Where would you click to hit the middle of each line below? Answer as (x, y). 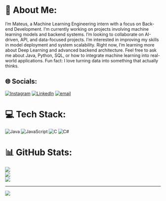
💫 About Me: (31, 10)
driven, (12, 40)
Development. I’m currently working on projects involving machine (82, 29)
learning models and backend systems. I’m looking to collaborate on (75, 34)
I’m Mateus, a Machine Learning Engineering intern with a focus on (73, 24)
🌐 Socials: (21, 81)
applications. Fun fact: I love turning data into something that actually (88, 60)
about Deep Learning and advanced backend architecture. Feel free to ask (81, 50)
